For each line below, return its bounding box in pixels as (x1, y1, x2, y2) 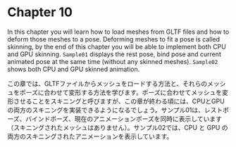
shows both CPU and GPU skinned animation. (7, 65, 140, 73)
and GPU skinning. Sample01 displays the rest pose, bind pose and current (7, 50, 222, 58)
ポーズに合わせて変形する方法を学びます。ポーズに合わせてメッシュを (19, 88, 223, 96)
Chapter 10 (7, 4, 73, 20)
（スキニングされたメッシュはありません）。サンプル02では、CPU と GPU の (7, 123, 228, 132)
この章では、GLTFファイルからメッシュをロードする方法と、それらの (7, 79, 208, 88)
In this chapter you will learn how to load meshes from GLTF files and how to (7, 27, 230, 36)
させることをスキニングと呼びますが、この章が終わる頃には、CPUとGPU (13, 96, 225, 106)
